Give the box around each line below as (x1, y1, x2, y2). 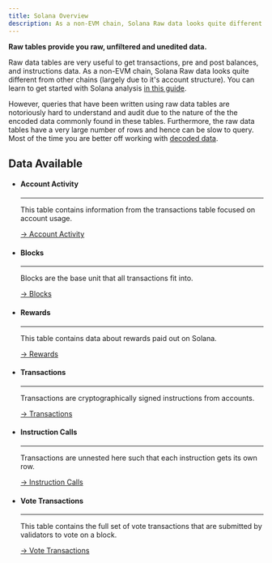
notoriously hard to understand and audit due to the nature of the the (8, 107, 238, 117)
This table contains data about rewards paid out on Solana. (19, 333, 217, 343)
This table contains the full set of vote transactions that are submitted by (19, 522, 263, 531)
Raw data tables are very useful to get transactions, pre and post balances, (8, 58, 259, 67)
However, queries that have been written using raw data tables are (8, 99, 230, 109)
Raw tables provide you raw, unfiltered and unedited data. (8, 41, 207, 51)
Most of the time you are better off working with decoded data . (8, 133, 219, 143)
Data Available (8, 156, 83, 170)
